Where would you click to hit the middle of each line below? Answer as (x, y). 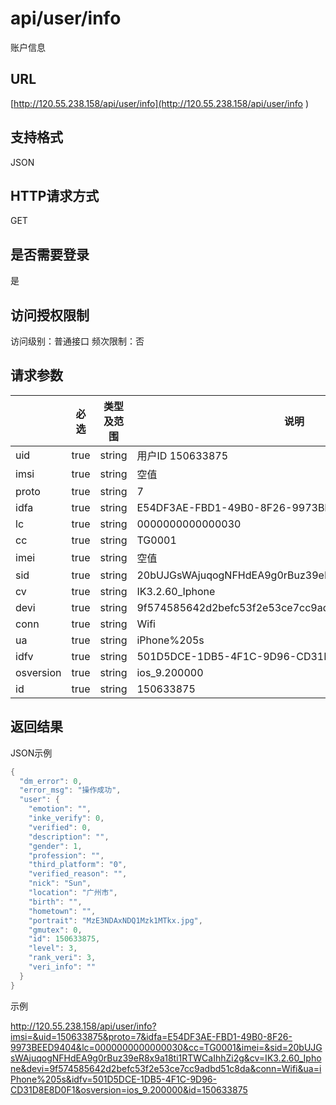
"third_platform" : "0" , (78, 865)
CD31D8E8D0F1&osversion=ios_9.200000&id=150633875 (129, 1089)
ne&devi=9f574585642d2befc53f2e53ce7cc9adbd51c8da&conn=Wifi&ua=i (166, 1068)
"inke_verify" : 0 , (66, 818)
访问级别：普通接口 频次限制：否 (77, 341)
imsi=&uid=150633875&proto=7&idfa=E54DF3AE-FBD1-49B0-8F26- (151, 1036)
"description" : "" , (69, 837)
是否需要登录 (50, 254)
